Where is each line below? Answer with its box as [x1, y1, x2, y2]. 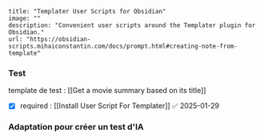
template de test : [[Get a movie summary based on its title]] [8, 86, 206, 95]
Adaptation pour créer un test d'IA [8, 122, 144, 133]
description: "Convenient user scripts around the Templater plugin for [8, 21, 256, 29]
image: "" [8, 14, 42, 22]
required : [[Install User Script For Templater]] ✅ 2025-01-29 [19, 101, 220, 111]
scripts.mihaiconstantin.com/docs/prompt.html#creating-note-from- [8, 42, 238, 50]
